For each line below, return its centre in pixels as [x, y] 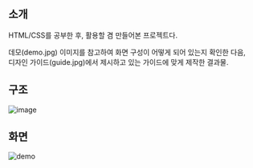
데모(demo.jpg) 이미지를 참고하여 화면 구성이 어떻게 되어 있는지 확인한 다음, [127, 52]
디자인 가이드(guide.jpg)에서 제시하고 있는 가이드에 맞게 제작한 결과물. [118, 62]
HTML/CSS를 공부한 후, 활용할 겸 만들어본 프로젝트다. [93, 35]
